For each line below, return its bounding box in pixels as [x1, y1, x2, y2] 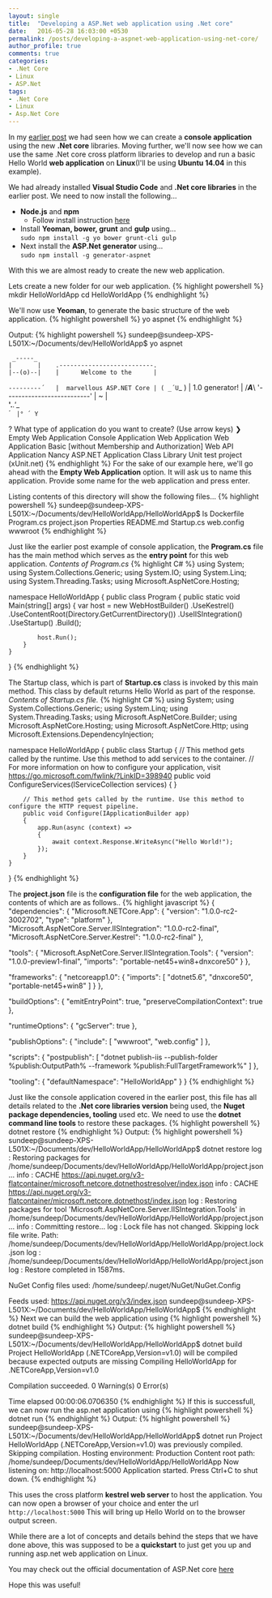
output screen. [8, 1516, 57, 1525]
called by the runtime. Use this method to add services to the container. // [8, 754, 255, 763]
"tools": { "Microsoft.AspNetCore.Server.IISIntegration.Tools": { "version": [8, 948, 254, 957]
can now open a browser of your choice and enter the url [8, 1498, 199, 1508]
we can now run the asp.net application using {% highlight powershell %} [8, 1405, 253, 1415]
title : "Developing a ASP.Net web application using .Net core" [8, 19, 233, 28]
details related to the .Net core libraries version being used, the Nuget [8, 1101, 245, 1110]
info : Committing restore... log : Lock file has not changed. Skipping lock [16, 1222, 259, 1231]
